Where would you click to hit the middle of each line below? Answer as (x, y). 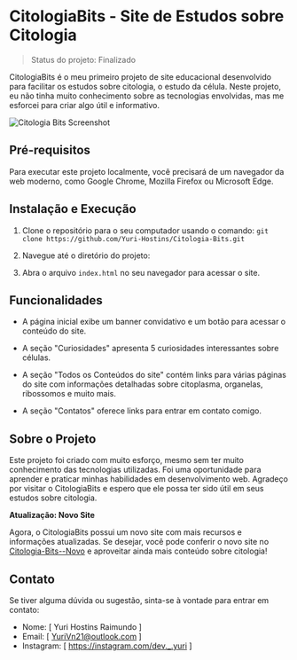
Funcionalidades (56, 300)
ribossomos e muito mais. (69, 394)
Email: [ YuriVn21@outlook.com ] (82, 636)
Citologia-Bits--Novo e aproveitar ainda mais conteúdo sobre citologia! (138, 551)
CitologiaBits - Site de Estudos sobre (147, 16)
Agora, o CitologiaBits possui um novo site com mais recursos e (125, 532)
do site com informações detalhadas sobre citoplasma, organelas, (142, 384)
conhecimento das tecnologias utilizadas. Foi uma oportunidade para (135, 470)
